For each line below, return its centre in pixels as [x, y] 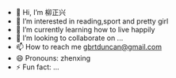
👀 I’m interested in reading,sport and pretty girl [92, 21]
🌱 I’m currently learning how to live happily [85, 30]
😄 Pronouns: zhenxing [53, 58]
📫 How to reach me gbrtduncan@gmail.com [89, 47]
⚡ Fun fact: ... [37, 67]
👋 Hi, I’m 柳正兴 [41, 12]
